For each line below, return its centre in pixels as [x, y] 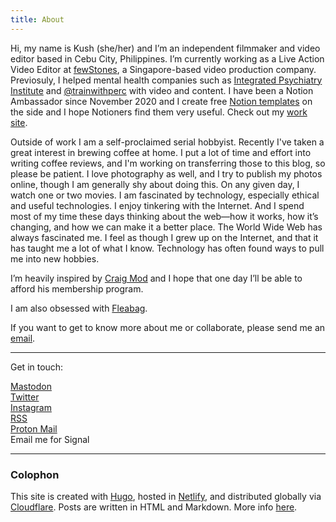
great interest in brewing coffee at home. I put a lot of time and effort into [161, 152]
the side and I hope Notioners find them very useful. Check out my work [159, 112]
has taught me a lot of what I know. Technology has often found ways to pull [167, 248]
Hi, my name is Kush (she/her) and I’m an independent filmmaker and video [165, 48]
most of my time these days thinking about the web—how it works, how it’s [164, 216]
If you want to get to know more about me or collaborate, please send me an [168, 327]
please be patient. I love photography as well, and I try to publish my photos [166, 173]
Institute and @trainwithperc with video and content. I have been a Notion [162, 90]
